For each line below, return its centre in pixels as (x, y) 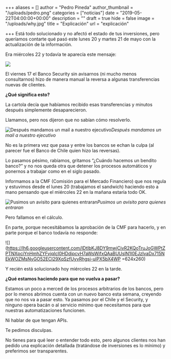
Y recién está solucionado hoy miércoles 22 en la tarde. (64, 269)
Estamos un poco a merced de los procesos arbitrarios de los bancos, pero (84, 289)
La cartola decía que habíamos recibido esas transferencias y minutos (79, 105)
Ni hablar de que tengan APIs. (36, 320)
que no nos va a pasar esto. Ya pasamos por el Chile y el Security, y (77, 299)
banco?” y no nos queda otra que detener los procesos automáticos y (79, 166)
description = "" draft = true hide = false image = (103, 18)
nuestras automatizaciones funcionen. (45, 310)
